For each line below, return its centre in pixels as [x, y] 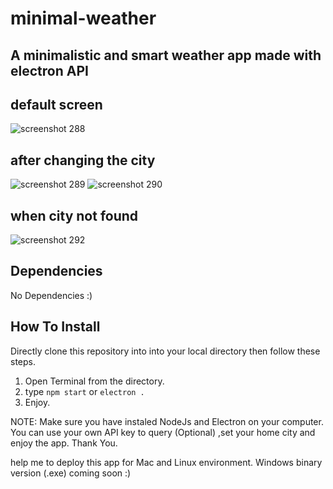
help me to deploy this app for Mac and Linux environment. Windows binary [166, 462]
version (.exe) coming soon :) [71, 473]
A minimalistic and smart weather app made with [166, 55]
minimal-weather [83, 18]
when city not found [74, 215]
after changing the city [83, 160]
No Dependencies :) [51, 295]
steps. [23, 361]
